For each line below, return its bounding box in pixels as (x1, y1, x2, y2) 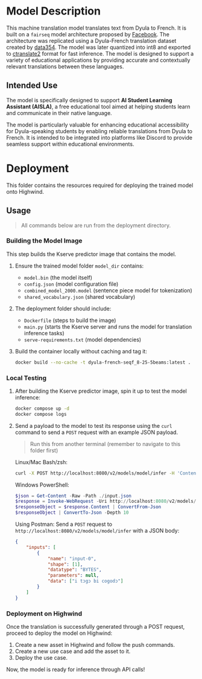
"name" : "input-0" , (47, 556, 96, 562)
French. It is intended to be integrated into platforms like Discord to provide (6, 134, 193, 141)
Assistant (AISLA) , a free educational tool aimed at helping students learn (6, 103, 191, 110)
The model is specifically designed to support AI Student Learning (6, 96, 173, 103)
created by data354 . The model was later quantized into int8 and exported (6, 44, 191, 51)
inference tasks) (24, 329, 65, 336)
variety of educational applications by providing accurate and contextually (6, 56, 191, 64)
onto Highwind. (6, 188, 44, 195)
